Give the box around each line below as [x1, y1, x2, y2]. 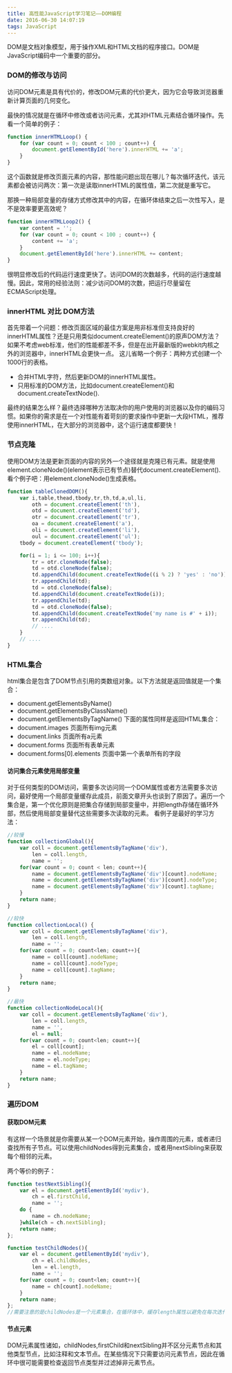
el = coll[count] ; [32, 1043, 85, 1051]
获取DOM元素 [7, 1118, 46, 1127]
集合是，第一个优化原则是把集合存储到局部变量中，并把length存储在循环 [7, 801, 213, 809]
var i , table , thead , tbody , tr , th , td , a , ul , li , [19, 494, 147, 502]
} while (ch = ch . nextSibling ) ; [19, 1219, 107, 1226]
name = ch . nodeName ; [32, 1212, 91, 1220]
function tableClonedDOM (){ [7, 488, 88, 495]
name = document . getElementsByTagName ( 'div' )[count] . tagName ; [32, 883, 215, 890]
